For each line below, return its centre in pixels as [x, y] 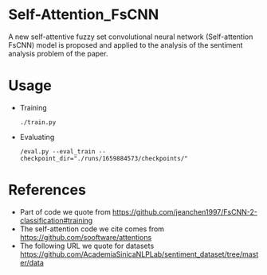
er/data [31, 262]
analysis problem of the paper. [58, 53]
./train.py [38, 122]
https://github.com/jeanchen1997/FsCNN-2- [185, 211]
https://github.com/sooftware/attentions [86, 237]
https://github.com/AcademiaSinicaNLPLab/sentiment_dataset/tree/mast [139, 254]
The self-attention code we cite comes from [92, 229]
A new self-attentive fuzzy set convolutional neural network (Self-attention [131, 37]
